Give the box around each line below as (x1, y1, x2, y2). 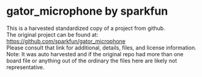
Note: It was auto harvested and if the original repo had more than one (6, 50, 184, 57)
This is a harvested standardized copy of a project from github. (6, 24, 165, 32)
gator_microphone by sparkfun (6, 4, 168, 18)
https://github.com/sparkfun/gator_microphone (6, 37, 126, 45)
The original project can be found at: (6, 31, 99, 38)
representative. (6, 63, 45, 71)
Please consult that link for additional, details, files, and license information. (6, 44, 197, 51)
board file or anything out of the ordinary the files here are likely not (6, 57, 178, 64)
